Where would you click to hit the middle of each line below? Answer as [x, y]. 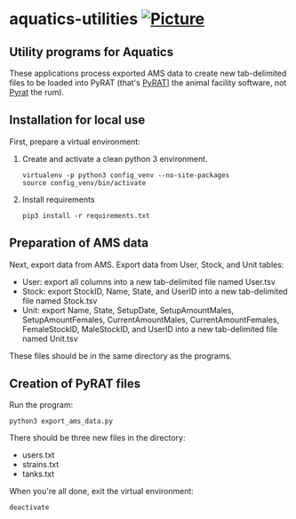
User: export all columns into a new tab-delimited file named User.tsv [148, 281]
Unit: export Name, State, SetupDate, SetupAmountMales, [128, 310]
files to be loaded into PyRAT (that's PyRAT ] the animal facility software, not [148, 83]
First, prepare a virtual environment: [75, 142]
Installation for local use [77, 120]
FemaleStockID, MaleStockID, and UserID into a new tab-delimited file [150, 328]
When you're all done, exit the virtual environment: [101, 491]
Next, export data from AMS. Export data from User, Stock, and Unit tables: [147, 264]
